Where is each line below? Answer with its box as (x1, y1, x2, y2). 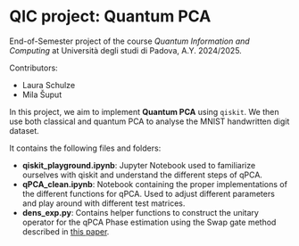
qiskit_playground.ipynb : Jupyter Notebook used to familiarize (21, 160, 256, 170)
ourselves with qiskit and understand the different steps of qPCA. (21, 169, 263, 180)
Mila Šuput (21, 89, 62, 100)
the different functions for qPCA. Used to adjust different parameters (21, 188, 275, 199)
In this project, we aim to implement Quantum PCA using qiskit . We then (9, 106, 279, 117)
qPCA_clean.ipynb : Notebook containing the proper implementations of (21, 178, 288, 189)
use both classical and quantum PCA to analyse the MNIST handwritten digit (9, 116, 290, 127)
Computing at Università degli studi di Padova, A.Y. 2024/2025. (9, 45, 243, 55)
